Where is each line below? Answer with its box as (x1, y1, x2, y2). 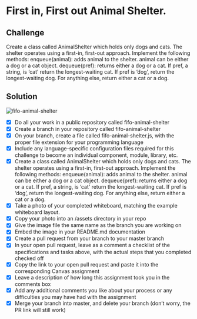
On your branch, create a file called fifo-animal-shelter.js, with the (14, 131, 175, 139)
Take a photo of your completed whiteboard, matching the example (14, 202, 178, 209)
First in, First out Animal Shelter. (6, 4, 166, 18)
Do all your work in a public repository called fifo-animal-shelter (14, 119, 170, 126)
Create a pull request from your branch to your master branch (14, 235, 165, 242)
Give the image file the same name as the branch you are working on (14, 222, 182, 229)
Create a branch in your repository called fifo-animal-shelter (14, 125, 161, 132)
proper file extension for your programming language (14, 139, 144, 146)
